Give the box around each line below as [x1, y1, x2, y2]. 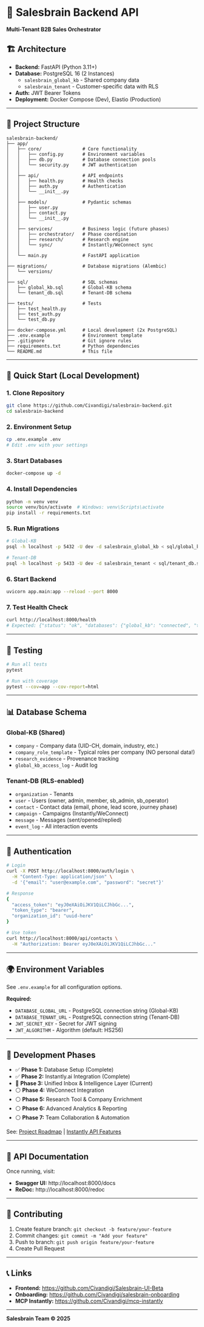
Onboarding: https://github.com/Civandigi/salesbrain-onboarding [15, 1290, 180, 1298]
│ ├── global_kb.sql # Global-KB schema [6, 284, 132, 290]
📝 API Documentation [6, 1151, 89, 1162]
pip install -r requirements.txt [6, 510, 91, 516]
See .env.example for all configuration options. [6, 984, 123, 991]
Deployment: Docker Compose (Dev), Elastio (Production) [15, 96, 161, 103]
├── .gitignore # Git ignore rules [6, 337, 132, 343]
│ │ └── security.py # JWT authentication [6, 161, 137, 168]
